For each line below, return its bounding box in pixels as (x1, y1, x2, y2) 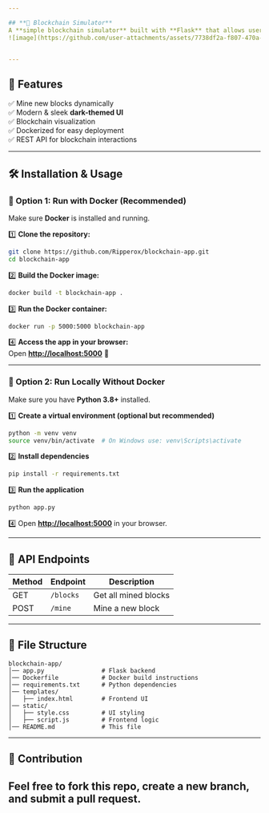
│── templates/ (8, 687, 59, 696)
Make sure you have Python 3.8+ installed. (8, 394, 151, 404)
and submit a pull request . (8, 791, 142, 806)
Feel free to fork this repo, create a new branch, (8, 779, 250, 793)
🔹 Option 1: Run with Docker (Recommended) (8, 195, 187, 206)
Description (108, 576, 155, 587)
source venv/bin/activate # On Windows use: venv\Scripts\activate (8, 436, 242, 445)
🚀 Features (8, 77, 63, 91)
